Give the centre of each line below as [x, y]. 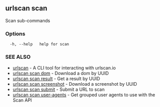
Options [15, 33]
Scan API [22, 100]
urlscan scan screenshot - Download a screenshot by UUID [75, 84]
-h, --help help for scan [40, 44]
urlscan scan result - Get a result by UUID [56, 79]
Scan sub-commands [28, 20]
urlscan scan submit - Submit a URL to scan [59, 90]
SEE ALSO [18, 57]
